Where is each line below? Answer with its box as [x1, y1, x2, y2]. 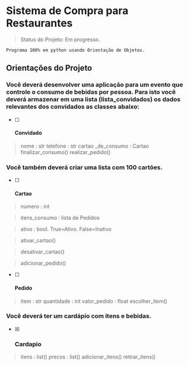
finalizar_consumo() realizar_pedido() [20, 148, 111, 156]
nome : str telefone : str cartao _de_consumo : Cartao [20, 142, 149, 149]
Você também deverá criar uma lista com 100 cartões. [6, 163, 163, 171]
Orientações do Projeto [6, 63, 92, 73]
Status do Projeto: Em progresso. [20, 36, 101, 43]
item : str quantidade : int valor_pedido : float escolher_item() [20, 297, 168, 305]
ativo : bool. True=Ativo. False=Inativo [20, 225, 112, 232]
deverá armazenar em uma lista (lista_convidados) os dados [6, 95, 181, 104]
